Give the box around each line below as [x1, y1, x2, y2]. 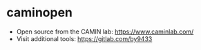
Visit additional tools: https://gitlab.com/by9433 [16, 34, 153, 42]
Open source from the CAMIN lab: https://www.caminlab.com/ [16, 27, 194, 36]
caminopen [6, 5, 73, 21]
